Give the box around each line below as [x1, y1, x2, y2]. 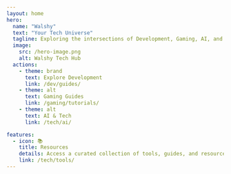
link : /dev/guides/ [24, 80, 81, 87]
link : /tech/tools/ [19, 157, 75, 164]
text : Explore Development [24, 74, 103, 81]
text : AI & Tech [24, 112, 72, 119]
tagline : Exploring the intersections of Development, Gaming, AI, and [12, 36, 223, 43]
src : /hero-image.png [19, 49, 81, 56]
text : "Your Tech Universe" [12, 29, 94, 36]
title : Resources [19, 144, 69, 151]
